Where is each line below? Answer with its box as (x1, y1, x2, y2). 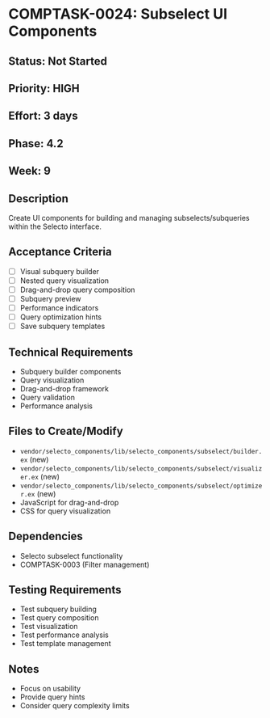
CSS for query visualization (19, 506, 111, 516)
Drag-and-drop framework (19, 384, 109, 394)
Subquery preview (19, 294, 82, 303)
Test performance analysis (19, 630, 109, 640)
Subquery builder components (19, 367, 122, 377)
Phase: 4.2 (8, 137, 64, 150)
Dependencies (8, 530, 83, 543)
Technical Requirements (8, 345, 134, 359)
